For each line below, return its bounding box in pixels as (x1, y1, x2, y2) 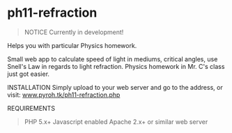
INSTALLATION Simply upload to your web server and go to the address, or (7, 83, 223, 91)
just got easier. (7, 70, 50, 78)
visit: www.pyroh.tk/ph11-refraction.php (7, 91, 121, 99)
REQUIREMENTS (7, 104, 56, 112)
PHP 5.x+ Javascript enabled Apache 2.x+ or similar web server (24, 117, 208, 126)
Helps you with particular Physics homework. (7, 41, 137, 49)
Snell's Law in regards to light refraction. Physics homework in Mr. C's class (7, 62, 225, 70)
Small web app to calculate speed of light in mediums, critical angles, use (7, 54, 218, 63)
